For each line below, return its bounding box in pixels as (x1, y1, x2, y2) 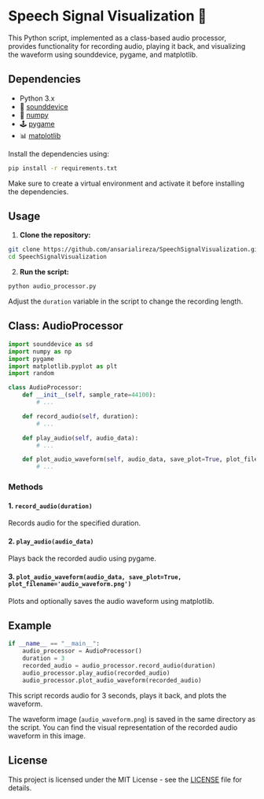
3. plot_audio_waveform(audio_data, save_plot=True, (8, 572, 182, 581)
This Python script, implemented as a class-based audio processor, (8, 33, 226, 42)
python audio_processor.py (8, 282, 97, 290)
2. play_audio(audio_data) (8, 536, 94, 546)
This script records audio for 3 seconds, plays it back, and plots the (8, 690, 227, 700)
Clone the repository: (19, 230, 91, 240)
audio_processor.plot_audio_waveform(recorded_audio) (22, 676, 202, 684)
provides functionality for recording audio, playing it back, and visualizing (8, 41, 246, 50)
